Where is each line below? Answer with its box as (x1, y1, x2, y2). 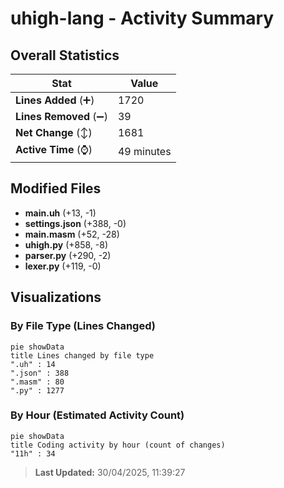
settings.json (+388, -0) (24, 217, 127, 229)
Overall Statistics (10, 47, 120, 64)
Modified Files (10, 180, 102, 197)
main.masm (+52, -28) (24, 228, 120, 240)
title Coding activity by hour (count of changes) (10, 440, 226, 450)
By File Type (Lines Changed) (10, 319, 156, 333)
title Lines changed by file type (10, 350, 155, 361)
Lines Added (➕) (15, 93, 95, 107)
